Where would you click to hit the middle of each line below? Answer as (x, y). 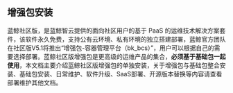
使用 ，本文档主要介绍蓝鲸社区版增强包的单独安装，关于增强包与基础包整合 (113, 65)
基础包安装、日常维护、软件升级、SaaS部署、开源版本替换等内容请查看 (121, 74)
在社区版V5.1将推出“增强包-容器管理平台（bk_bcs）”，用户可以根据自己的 (111, 48)
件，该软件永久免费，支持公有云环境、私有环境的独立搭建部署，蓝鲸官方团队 (116, 39)
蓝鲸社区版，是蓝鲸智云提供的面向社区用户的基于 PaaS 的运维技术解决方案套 (116, 31)
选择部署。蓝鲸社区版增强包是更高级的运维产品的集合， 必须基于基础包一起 (119, 56)
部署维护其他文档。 (35, 83)
